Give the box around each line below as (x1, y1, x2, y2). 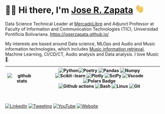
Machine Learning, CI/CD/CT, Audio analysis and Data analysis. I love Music (5, 51, 159, 57)
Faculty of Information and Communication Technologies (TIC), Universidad (5, 26, 158, 32)
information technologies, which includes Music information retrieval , (5, 46, 145, 52)
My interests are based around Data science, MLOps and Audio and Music (5, 41, 156, 47)
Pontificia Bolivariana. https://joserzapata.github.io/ (5, 31, 109, 37)
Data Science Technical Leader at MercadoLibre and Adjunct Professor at (5, 21, 154, 27)
